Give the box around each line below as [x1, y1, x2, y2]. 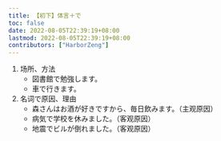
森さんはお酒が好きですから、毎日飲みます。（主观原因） [31, 104, 218, 114]
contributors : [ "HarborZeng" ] [8, 41, 110, 49]
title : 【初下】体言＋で [8, 11, 82, 20]
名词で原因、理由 [19, 94, 77, 104]
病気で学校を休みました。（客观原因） [31, 114, 155, 123]
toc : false [8, 19, 45, 27]
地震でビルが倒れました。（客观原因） [31, 124, 155, 134]
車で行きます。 [31, 84, 82, 94]
